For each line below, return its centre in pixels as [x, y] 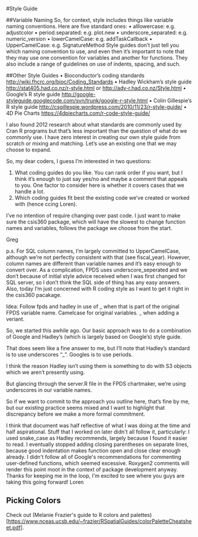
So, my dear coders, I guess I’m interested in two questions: [79, 161]
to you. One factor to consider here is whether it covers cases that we [99, 185]
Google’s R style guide [33, 94]
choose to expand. [29, 150]
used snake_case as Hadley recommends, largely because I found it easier [97, 438]
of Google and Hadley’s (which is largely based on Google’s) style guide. [94, 337]
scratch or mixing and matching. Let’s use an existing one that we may [91, 143]
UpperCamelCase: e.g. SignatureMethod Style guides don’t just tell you [93, 45]
